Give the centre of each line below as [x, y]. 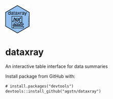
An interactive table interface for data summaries [56, 66]
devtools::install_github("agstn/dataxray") [53, 91]
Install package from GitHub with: [40, 76]
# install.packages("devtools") [39, 86]
